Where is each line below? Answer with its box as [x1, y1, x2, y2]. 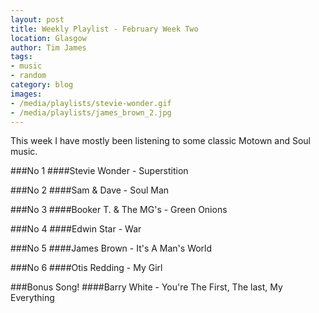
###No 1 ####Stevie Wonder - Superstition [10, 165, 189, 177]
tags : [10, 52, 33, 62]
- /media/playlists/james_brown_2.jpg [10, 107, 172, 118]
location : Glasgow [10, 33, 87, 43]
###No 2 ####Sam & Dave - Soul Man [10, 184, 170, 196]
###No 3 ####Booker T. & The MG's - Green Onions [10, 204, 228, 216]
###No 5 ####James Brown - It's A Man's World [10, 242, 213, 255]
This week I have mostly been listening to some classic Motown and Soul [10, 135, 311, 147]
